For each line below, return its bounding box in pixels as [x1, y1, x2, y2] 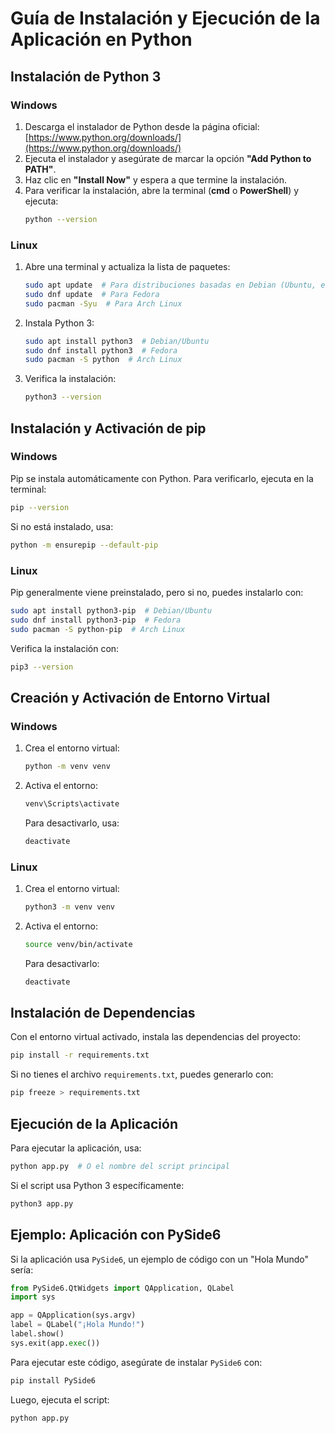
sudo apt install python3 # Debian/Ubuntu [24, 336, 210, 346]
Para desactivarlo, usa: [24, 817, 120, 829]
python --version [24, 214, 98, 224]
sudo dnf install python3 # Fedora [24, 345, 178, 356]
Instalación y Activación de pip [10, 420, 207, 437]
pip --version [10, 502, 70, 512]
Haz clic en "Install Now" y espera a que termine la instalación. [24, 173, 288, 186]
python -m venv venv [24, 762, 111, 772]
